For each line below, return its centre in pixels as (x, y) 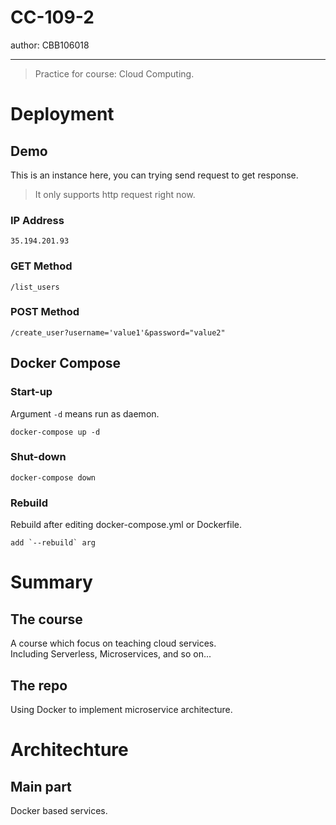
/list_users (35, 287)
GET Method (41, 266)
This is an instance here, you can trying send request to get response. (154, 175)
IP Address (37, 220)
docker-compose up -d (55, 432)
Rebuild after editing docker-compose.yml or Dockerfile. (126, 525)
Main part (41, 786)
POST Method (45, 312)
